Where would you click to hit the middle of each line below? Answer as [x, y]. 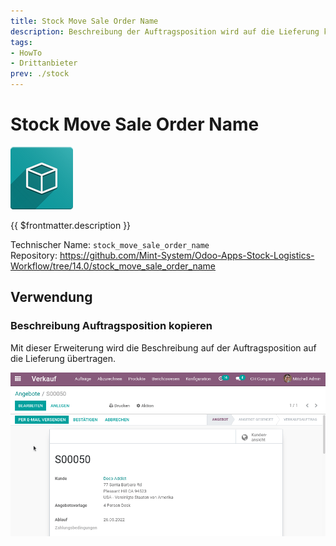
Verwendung [51, 297]
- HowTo [26, 53]
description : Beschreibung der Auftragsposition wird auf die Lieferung [165, 31]
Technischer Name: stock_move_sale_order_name [110, 244]
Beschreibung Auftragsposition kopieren [111, 326]
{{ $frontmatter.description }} [71, 225]
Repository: [34, 255]
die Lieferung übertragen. [63, 358]
